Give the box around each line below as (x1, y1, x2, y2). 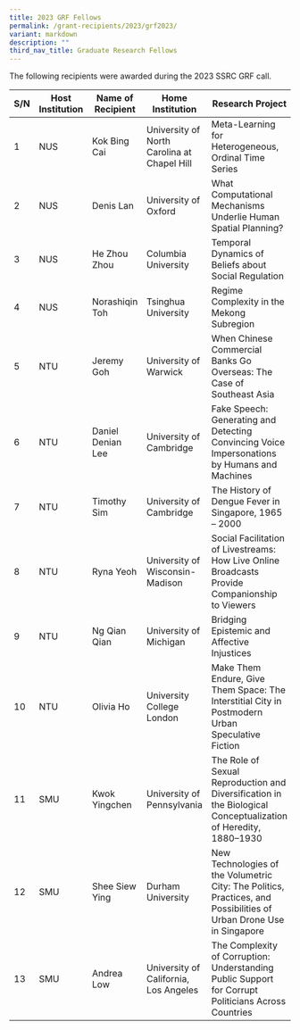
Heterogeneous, (211, 140, 279, 153)
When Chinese (211, 332, 273, 345)
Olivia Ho (92, 701, 130, 713)
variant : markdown (9, 29, 78, 38)
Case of (211, 377, 245, 389)
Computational (211, 188, 273, 201)
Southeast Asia (211, 388, 275, 401)
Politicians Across (211, 995, 287, 1008)
